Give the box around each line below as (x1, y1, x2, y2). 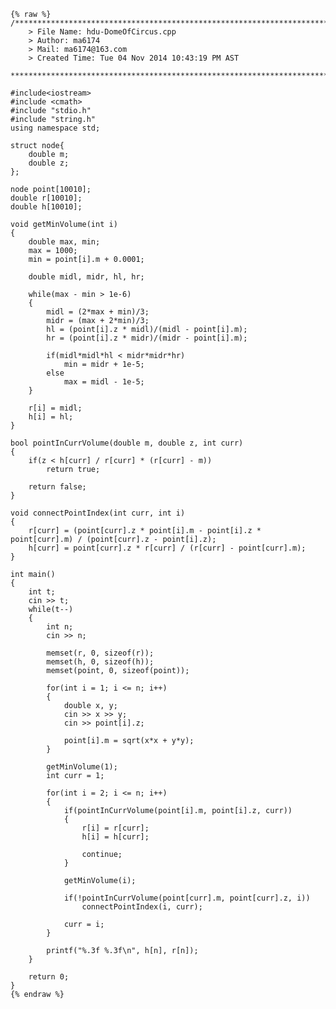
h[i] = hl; (28, 412, 74, 422)
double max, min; (28, 237, 101, 247)
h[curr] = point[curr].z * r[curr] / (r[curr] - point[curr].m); (28, 543, 307, 553)
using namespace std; (10, 123, 101, 133)
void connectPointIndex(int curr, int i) (10, 508, 186, 518)
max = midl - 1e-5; (63, 377, 145, 387)
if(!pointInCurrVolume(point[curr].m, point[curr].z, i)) (63, 893, 311, 903)
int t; (28, 587, 56, 597)
